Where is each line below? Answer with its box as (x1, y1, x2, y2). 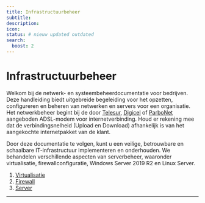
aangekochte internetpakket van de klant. (6, 128, 111, 135)
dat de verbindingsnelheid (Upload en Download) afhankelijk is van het (6, 121, 184, 129)
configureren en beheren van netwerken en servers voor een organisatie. (6, 102, 191, 110)
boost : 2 (12, 43, 34, 49)
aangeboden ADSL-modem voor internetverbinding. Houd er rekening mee (6, 115, 195, 123)
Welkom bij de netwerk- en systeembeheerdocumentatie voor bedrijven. (6, 89, 189, 96)
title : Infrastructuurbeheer (6, 9, 81, 15)
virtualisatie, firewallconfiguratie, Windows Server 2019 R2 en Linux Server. (6, 159, 195, 166)
